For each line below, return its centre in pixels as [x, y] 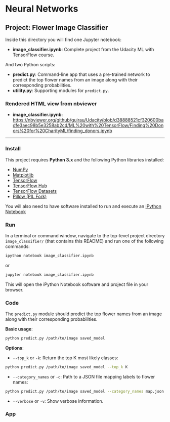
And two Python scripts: [30, 65]
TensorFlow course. [33, 55]
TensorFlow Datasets [35, 191]
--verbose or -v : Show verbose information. [58, 401]
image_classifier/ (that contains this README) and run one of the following [84, 241]
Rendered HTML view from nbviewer [51, 103]
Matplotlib [23, 175]
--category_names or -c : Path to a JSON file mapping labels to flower [84, 376]
